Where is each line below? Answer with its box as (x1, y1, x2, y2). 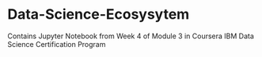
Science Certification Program (7, 39, 106, 48)
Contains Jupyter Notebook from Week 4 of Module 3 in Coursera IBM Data (7, 31, 255, 41)
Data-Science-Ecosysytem (7, 5, 190, 23)
